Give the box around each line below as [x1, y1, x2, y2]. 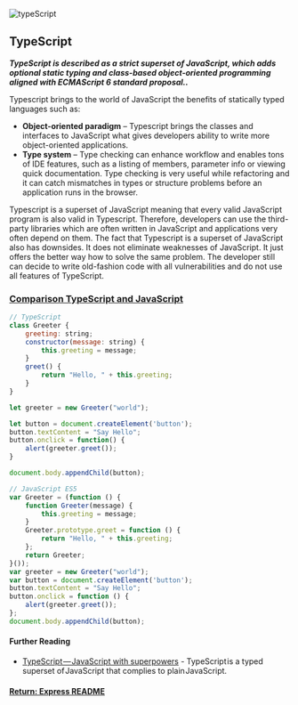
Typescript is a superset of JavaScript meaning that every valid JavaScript [9, 204, 283, 215]
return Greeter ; [25, 550, 86, 560]
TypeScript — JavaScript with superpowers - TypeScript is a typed [21, 656, 264, 667]
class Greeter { [9, 320, 69, 329]
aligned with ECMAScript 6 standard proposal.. [9, 77, 189, 87]
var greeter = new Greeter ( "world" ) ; [9, 567, 149, 576]
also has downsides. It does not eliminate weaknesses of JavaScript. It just [9, 241, 284, 253]
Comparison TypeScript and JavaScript [9, 292, 184, 304]
